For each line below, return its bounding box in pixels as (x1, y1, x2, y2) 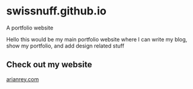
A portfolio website (6, 24, 53, 31)
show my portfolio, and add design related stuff (6, 42, 125, 49)
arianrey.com (6, 75, 39, 82)
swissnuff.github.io (6, 4, 107, 18)
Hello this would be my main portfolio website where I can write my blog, (6, 35, 188, 43)
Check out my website (6, 60, 93, 70)
